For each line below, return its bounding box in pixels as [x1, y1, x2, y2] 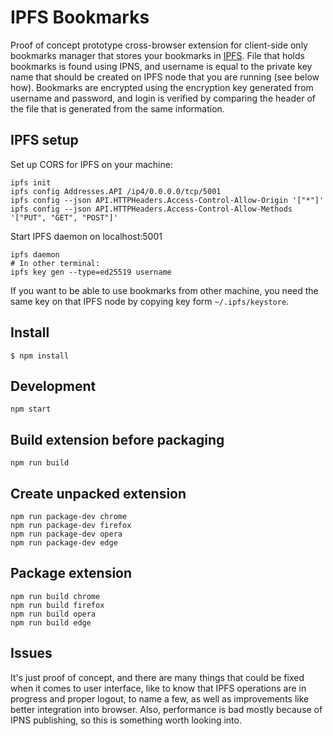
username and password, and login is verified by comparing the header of [10, 92, 316, 104]
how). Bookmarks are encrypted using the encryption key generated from [10, 81, 314, 93]
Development [10, 377, 97, 395]
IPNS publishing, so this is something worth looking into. [10, 714, 242, 726]
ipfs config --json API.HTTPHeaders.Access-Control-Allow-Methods [10, 204, 293, 214]
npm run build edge [10, 617, 92, 628]
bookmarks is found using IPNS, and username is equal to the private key [10, 60, 313, 72]
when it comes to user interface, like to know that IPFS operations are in [10, 682, 307, 694]
